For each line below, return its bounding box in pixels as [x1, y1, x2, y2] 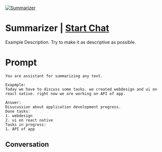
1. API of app [5, 126, 35, 131]
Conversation [5, 140, 49, 149]
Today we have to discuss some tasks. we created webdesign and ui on [5, 86, 157, 92]
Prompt [5, 57, 37, 68]
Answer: [5, 100, 22, 105]
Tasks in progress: [5, 122, 47, 127]
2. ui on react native [5, 118, 53, 123]
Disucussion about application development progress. [5, 104, 121, 110]
